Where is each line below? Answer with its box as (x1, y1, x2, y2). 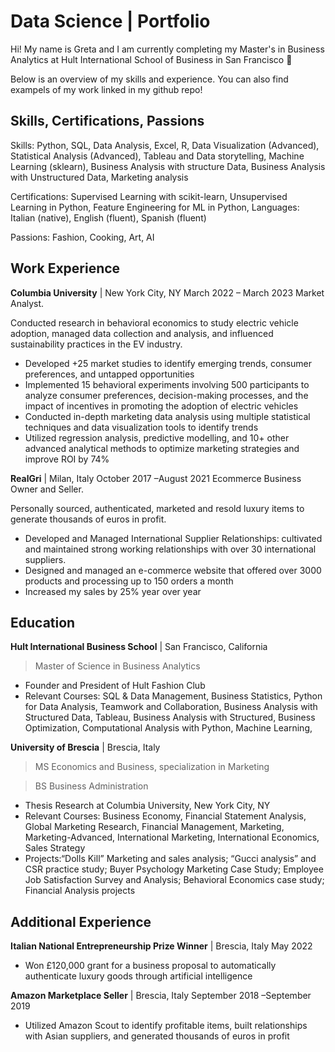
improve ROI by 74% (24, 453, 110, 465)
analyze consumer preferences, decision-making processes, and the (24, 389, 309, 401)
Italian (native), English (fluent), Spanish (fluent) (10, 211, 207, 224)
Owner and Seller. (10, 483, 84, 495)
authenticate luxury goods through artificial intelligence (24, 970, 253, 982)
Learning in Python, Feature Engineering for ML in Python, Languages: (10, 201, 300, 213)
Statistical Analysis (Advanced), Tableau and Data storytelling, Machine (10, 150, 305, 162)
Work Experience (10, 260, 121, 277)
